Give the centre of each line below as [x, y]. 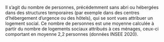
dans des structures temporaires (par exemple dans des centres [72, 13]
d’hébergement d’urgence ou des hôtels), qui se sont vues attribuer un [79, 18]
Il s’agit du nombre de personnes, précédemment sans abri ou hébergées [82, 7]
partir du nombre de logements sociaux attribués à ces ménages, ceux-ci [82, 29]
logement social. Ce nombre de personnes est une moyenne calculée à [80, 23]
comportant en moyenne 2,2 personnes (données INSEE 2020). [72, 34]
